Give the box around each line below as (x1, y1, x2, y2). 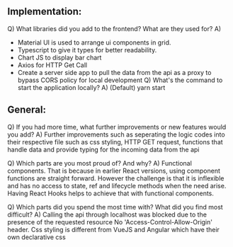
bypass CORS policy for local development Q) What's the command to (17, 76, 223, 84)
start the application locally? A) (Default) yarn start (17, 83, 166, 91)
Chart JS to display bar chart (17, 53, 102, 62)
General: (7, 104, 47, 116)
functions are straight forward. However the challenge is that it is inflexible (7, 173, 225, 183)
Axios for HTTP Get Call (17, 60, 87, 69)
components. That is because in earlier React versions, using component (7, 166, 221, 175)
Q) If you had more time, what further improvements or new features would (7, 122, 227, 131)
